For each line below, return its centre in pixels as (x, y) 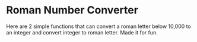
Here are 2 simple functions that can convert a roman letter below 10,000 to (99, 26)
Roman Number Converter (72, 10)
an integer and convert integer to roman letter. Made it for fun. (82, 32)
